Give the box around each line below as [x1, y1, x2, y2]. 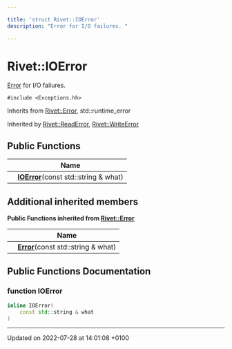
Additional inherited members [7, 196, 139, 207]
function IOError [7, 286, 63, 296]
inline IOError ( [7, 302, 54, 309]
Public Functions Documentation [7, 265, 151, 277]
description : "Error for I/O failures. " [7, 22, 128, 30]
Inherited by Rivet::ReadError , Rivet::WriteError [7, 120, 139, 129]
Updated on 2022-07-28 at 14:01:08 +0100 [7, 334, 130, 342]
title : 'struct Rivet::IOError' [7, 16, 100, 23]
